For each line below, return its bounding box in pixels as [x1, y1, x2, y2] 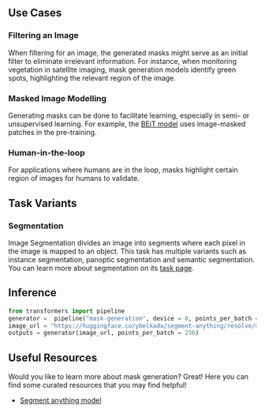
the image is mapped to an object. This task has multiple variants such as [8, 246, 247, 256]
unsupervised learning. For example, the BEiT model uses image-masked [8, 118, 246, 129]
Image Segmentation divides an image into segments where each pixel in [8, 238, 246, 247]
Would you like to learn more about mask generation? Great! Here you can [8, 372, 249, 381]
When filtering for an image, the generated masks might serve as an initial [8, 47, 248, 58]
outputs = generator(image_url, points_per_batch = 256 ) [8, 329, 200, 337]
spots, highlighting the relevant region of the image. [8, 73, 176, 82]
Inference [8, 286, 57, 299]
